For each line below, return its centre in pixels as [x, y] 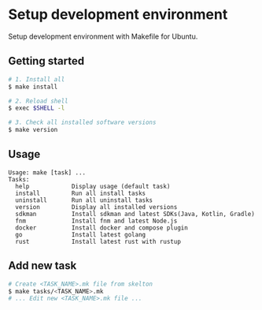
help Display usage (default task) [93, 186]
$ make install [33, 87]
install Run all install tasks [81, 193]
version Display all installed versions [96, 207]
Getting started [46, 61]
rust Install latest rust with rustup [98, 241]
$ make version [33, 130]
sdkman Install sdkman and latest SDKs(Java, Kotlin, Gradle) [135, 214]
